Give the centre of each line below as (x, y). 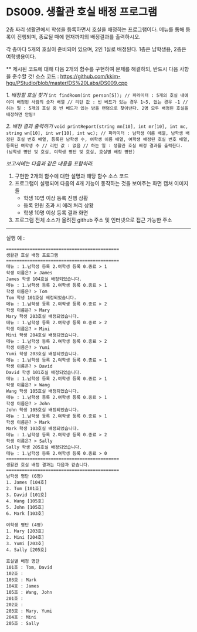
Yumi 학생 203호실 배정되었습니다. (43, 354)
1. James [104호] (27, 482)
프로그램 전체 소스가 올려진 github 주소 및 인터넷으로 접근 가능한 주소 (93, 220)
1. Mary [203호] (26, 531)
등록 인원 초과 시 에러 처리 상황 (58, 205)
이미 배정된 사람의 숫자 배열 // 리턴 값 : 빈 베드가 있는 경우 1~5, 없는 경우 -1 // (97, 102)
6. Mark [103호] (26, 514)
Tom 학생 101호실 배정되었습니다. (41, 298)
